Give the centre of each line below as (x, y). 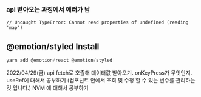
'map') (15, 28)
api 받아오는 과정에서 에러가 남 (48, 9)
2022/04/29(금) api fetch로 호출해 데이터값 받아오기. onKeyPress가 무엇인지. (99, 72)
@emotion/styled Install (53, 46)
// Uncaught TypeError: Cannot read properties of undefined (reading (97, 22)
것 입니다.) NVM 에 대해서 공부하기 (48, 88)
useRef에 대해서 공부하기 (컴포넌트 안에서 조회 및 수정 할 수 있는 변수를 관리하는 (101, 80)
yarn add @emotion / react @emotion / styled (60, 61)
